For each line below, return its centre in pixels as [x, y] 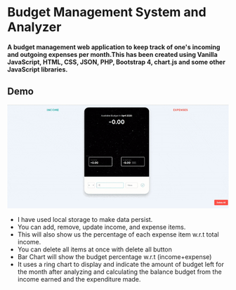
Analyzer [34, 27]
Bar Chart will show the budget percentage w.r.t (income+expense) [114, 257]
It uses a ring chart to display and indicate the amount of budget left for [121, 265]
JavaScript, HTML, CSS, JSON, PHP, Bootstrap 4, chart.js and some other [117, 62]
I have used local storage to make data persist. [85, 220]
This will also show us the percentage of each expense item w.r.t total [118, 235]
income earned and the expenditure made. [79, 279]
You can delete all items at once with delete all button [94, 249]
